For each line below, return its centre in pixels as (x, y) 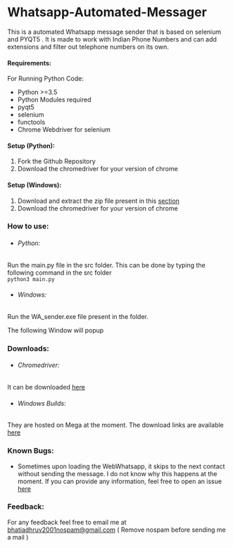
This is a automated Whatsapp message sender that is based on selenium (114, 32)
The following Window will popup (56, 330)
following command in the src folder (59, 273)
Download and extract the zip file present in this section (98, 201)
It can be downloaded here (46, 387)
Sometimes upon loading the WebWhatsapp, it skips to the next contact (121, 466)
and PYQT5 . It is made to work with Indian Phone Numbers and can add (112, 39)
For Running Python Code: (46, 79)
